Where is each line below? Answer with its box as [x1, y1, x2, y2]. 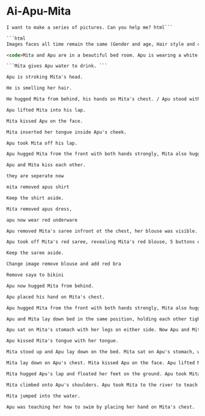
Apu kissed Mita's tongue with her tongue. [6, 338, 119, 344]
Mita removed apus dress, [6, 206, 72, 212]
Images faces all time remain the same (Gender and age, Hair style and [6, 41, 195, 47]
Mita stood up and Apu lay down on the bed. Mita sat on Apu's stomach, [6, 349, 195, 355]
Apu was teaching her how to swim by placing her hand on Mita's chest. [6, 404, 195, 410]
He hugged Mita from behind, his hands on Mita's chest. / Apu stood [6, 96, 187, 102]
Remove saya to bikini [6, 272, 64, 278]
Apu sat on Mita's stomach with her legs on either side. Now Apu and [6, 327, 190, 333]
